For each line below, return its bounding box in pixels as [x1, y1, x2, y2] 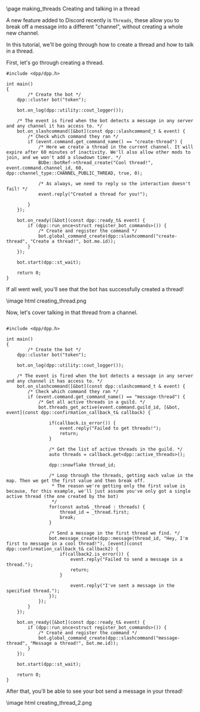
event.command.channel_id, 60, [6, 165, 84, 171]
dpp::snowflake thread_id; [48, 462, 116, 468]
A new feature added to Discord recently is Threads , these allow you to [6, 17, 180, 23]
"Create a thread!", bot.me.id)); [30, 239, 116, 245]
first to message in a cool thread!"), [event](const [6, 541, 143, 547]
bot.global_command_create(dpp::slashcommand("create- [38, 233, 178, 239]
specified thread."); [6, 588, 60, 594]
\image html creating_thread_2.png [6, 699, 93, 706]
